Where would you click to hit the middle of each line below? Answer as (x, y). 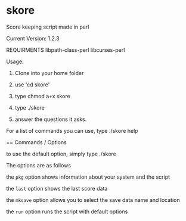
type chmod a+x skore (42, 96)
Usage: (15, 61)
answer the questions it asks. (51, 119)
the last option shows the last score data (57, 188)
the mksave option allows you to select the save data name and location (93, 200)
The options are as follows (39, 165)
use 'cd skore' (32, 85)
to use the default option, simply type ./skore (61, 154)
